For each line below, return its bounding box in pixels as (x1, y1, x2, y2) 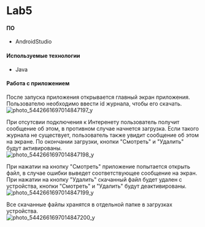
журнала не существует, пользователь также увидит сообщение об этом (6, 131, 199, 139)
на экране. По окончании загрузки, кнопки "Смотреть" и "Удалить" (6, 137, 184, 145)
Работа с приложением (6, 80, 70, 87)
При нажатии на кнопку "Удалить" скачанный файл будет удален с (6, 175, 182, 183)
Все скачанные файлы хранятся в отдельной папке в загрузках (6, 201, 173, 208)
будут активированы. (6, 144, 63, 152)
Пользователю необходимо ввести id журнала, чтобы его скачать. (6, 99, 182, 107)
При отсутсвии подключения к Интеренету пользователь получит (6, 118, 180, 126)
